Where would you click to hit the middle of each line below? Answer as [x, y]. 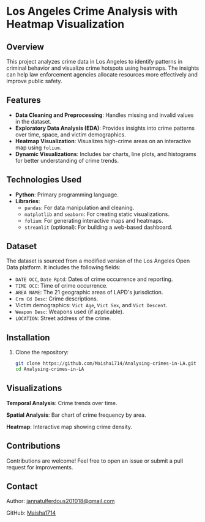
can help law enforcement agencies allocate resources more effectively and [102, 74]
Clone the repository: [42, 352]
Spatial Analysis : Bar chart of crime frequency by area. [76, 415]
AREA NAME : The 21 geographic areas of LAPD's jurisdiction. [89, 293]
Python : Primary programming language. [67, 195]
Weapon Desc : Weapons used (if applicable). [69, 312]
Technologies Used [44, 180]
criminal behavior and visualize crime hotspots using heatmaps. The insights [103, 68]
